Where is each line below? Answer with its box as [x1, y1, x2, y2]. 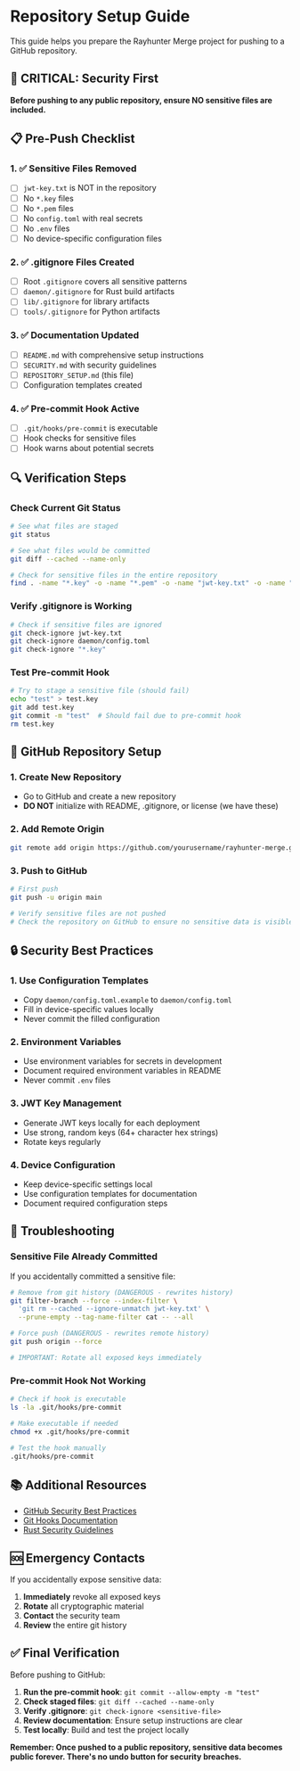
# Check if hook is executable [10, 1395, 126, 1404]
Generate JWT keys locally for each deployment [22, 1117, 200, 1128]
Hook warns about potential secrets [22, 443, 155, 454]
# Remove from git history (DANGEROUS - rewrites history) [10, 1288, 234, 1297]
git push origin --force [10, 1338, 102, 1347]
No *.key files [22, 193, 74, 203]
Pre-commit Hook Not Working [10, 1374, 146, 1387]
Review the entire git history [22, 1620, 127, 1631]
